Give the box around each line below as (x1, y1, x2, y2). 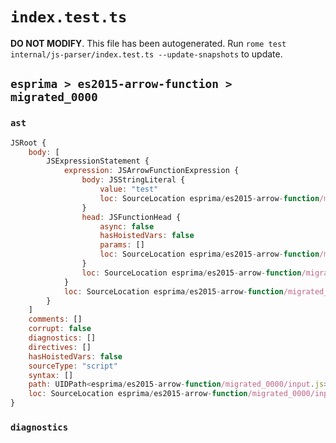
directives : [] (28, 342, 92, 352)
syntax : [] (28, 370, 74, 380)
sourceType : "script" (28, 361, 118, 371)
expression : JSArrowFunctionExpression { (63, 166, 240, 176)
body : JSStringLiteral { (81, 175, 186, 185)
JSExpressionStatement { (46, 156, 150, 167)
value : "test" (99, 184, 159, 194)
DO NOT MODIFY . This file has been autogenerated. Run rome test (10, 37, 287, 49)
